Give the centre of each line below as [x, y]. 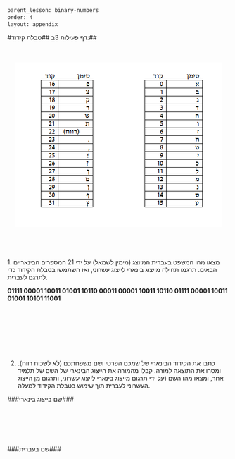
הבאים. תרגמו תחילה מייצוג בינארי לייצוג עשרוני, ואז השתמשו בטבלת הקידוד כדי [112, 270]
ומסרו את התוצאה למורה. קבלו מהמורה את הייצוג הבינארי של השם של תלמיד [119, 371]
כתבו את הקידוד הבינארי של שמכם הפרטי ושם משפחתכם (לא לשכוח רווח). [116, 363]
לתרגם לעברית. [27, 277]
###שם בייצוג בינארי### [41, 399]
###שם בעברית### [34, 449]
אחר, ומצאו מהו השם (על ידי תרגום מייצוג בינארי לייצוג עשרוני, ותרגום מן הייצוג [120, 378]
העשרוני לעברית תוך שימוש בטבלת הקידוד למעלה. [84, 386]
